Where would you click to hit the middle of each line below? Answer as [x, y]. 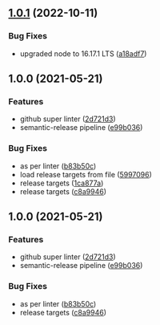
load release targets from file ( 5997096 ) [86, 174]
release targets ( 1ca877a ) [62, 183]
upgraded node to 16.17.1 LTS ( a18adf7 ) [83, 53]
